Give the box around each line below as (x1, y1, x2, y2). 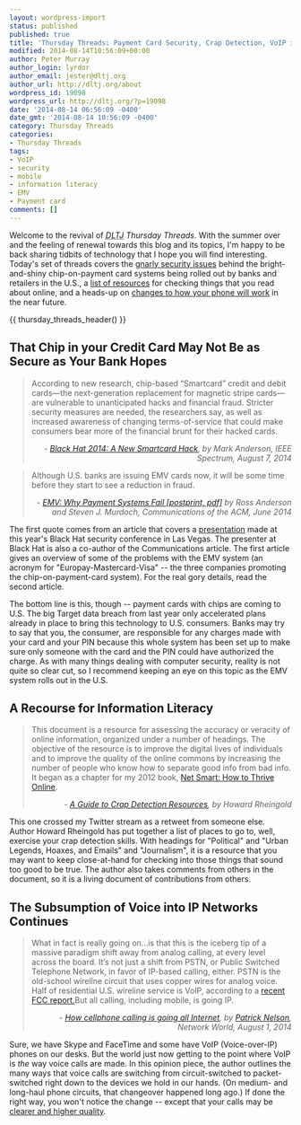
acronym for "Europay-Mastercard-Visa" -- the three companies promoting (9, 562, 287, 573)
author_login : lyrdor (9, 64, 90, 73)
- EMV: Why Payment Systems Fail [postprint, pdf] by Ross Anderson (36, 497, 292, 507)
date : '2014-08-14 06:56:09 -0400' (9, 105, 142, 114)
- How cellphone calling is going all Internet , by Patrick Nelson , (58, 1012, 292, 1024)
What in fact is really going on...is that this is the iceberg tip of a (30, 937, 267, 948)
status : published (9, 22, 78, 31)
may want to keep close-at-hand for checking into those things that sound (9, 855, 284, 866)
